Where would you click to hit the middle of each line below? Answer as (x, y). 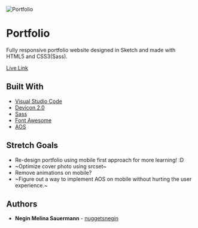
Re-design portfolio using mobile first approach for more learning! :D (99, 160)
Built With (25, 87)
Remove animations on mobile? (53, 172)
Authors (22, 204)
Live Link (17, 68)
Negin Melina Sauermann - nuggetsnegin (66, 218)
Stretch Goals (32, 146)
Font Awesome (33, 120)
